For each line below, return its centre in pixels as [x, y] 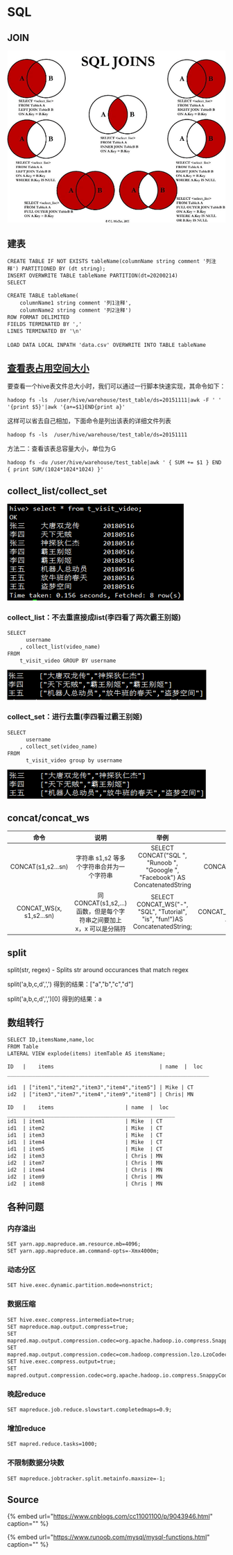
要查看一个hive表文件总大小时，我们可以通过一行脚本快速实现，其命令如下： [116, 386]
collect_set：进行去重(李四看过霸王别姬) [75, 717]
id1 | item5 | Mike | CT [85, 1149]
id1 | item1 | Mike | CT [85, 1121]
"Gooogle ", [162, 870]
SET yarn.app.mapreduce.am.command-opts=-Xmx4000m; [83, 1251]
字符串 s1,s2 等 [98, 858]
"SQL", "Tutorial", [162, 912]
